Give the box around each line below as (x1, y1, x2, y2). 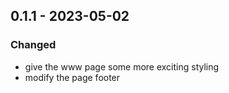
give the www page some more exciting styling (24, 60, 220, 73)
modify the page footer (24, 71, 121, 83)
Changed (10, 38, 57, 52)
